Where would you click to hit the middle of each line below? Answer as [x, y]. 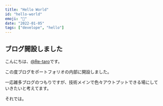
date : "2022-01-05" [25, 23]
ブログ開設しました [34, 49]
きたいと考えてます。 [30, 88]
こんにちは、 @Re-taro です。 [34, 61]
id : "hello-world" [24, 14]
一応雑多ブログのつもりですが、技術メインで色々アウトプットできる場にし [80, 82]
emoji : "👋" [16, 19]
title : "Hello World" [27, 10]
